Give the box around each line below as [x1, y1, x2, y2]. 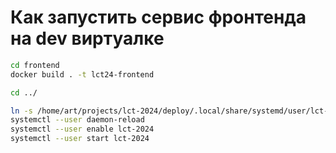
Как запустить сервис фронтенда [10, 6, 307, 29]
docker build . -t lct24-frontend [10, 69, 155, 80]
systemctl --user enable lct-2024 [10, 124, 155, 135]
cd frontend [10, 60, 60, 70]
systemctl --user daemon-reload [10, 115, 145, 125]
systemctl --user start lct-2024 [10, 134, 150, 144]
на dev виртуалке [10, 27, 165, 50]
